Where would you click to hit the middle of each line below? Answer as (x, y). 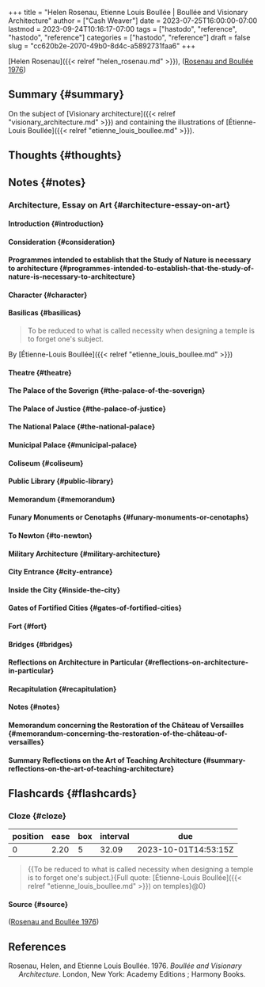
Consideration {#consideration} (62, 242)
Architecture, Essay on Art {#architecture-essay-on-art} (119, 204)
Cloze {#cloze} (38, 816)
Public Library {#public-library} (61, 481)
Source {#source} (38, 904)
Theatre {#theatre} (40, 372)
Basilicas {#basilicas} (45, 313)
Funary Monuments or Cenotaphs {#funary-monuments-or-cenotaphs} (129, 517)
